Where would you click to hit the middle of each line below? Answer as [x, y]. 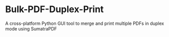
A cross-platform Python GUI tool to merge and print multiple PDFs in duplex [85, 23]
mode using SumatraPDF [31, 28]
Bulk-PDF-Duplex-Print [54, 9]
